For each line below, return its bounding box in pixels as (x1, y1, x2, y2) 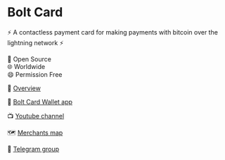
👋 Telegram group (7, 144, 60, 153)
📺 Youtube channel (7, 111, 65, 120)
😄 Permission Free (7, 70, 63, 78)
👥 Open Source (7, 54, 51, 63)
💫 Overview (7, 84, 41, 92)
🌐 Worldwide (7, 62, 46, 70)
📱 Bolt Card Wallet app (7, 97, 72, 106)
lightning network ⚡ (7, 38, 64, 47)
